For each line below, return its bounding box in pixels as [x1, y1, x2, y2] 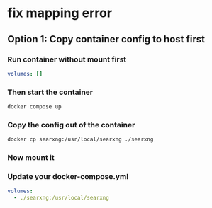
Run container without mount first [7, 54, 127, 64]
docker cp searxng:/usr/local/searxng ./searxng [7, 136, 154, 143]
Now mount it [7, 153, 55, 163]
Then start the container [7, 87, 94, 97]
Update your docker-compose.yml [7, 171, 129, 181]
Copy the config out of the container [7, 120, 135, 129]
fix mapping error [7, 5, 112, 21]
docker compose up [7, 103, 62, 110]
